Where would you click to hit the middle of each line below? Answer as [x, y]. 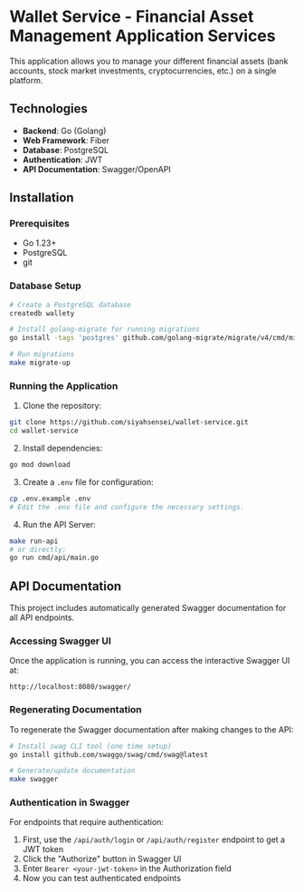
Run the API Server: [59, 524]
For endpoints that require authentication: [87, 822]
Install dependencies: [62, 448]
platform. [26, 80]
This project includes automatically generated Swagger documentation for [148, 608]
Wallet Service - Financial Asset [132, 17]
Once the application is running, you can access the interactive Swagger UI [150, 661]
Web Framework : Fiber [66, 140]
